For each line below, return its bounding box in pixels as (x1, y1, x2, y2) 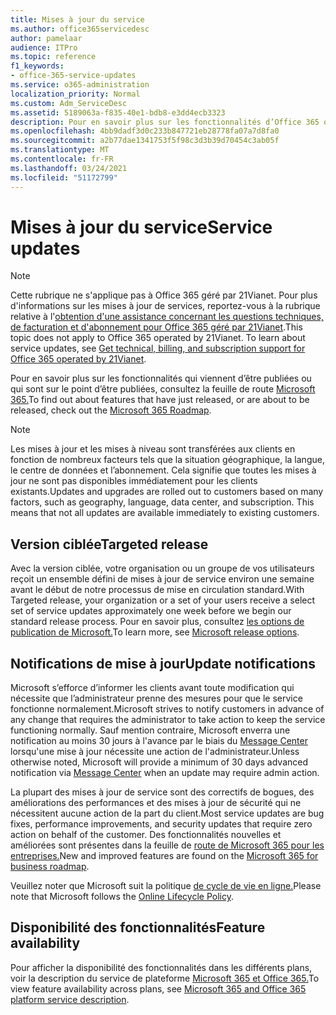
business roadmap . (10, 861, 90, 873)
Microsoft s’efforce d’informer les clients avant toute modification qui (10, 682, 295, 694)
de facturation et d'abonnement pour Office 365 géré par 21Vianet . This (10, 321, 303, 333)
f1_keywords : (10, 61, 65, 71)
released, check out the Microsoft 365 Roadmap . (10, 404, 212, 416)
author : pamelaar (10, 33, 83, 43)
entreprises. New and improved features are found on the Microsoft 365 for (10, 850, 319, 862)
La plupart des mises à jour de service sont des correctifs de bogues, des (10, 786, 315, 798)
